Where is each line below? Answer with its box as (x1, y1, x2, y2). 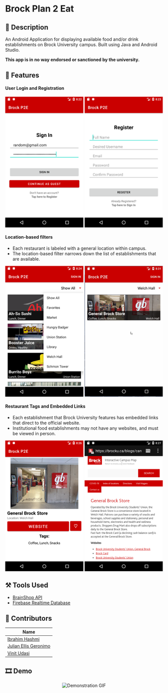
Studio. (5, 47, 20, 53)
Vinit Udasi (7, 650, 30, 656)
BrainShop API (12, 594, 42, 600)
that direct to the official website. (12, 420, 80, 426)
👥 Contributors (5, 614, 52, 623)
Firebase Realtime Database (12, 600, 71, 606)
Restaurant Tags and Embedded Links (5, 403, 86, 409)
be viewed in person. (12, 430, 56, 436)
